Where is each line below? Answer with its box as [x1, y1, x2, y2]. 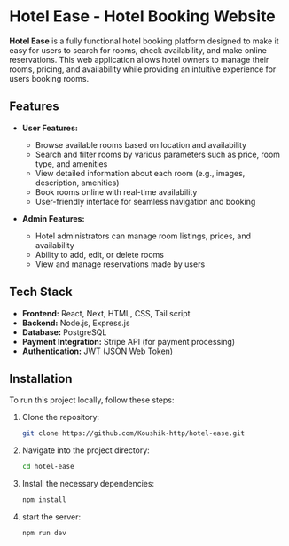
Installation [9, 370, 73, 386]
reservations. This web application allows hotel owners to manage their [9, 54, 269, 65]
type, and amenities [35, 158, 108, 169]
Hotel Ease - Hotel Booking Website [9, 6, 277, 27]
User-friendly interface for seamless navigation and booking [35, 196, 256, 207]
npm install [21, 495, 66, 504]
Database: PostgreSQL [21, 326, 107, 338]
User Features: [21, 122, 78, 133]
